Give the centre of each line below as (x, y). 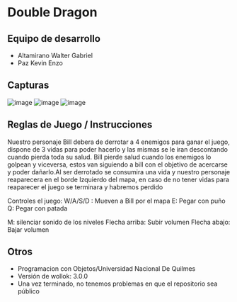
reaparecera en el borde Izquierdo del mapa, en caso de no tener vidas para (118, 179)
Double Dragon (52, 12)
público (29, 291)
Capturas (28, 85)
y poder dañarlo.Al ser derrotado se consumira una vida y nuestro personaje (119, 172)
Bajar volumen (28, 229)
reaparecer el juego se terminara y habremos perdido (85, 187)
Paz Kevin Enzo (40, 63)
